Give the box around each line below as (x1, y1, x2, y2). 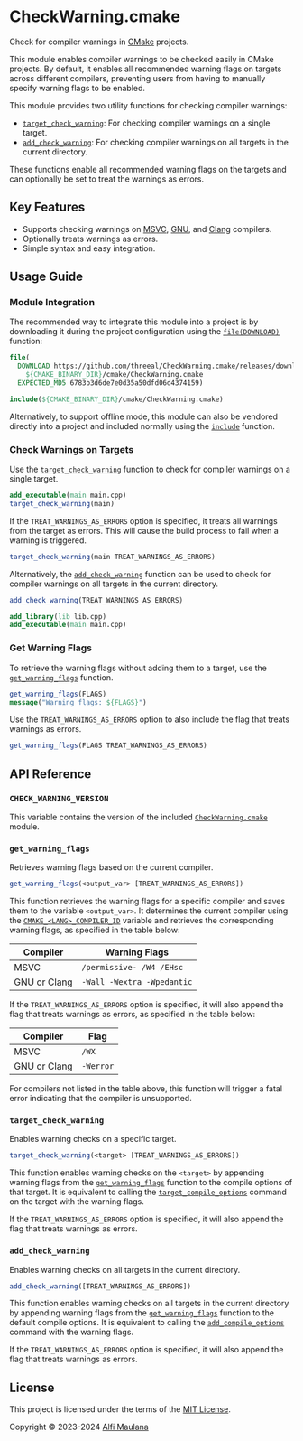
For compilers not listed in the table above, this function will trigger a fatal (9, 1083, 282, 1094)
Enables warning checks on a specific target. (9, 1134, 178, 1145)
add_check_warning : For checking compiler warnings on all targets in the (22, 136, 289, 147)
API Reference (9, 766, 92, 781)
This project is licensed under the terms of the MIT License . (9, 1404, 232, 1415)
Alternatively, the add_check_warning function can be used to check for (9, 568, 271, 579)
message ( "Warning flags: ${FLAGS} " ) (9, 697, 147, 706)
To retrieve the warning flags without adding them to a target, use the (9, 662, 268, 673)
